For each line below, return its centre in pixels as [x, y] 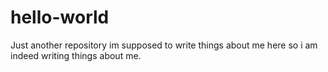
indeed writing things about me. [76, 55]
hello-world [60, 17]
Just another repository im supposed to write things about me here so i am [164, 45]
